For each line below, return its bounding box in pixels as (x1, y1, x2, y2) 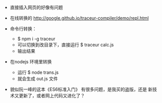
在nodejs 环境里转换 (10, 59, 52, 64)
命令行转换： (10, 26, 37, 32)
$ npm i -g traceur (17, 36, 56, 42)
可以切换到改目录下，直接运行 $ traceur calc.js (17, 42, 114, 48)
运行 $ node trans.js (17, 69, 59, 75)
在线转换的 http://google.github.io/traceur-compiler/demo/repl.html (10, 15, 149, 21)
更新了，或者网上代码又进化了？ (19, 92, 85, 98)
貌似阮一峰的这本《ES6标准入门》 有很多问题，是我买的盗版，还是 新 (10, 86, 153, 92)
